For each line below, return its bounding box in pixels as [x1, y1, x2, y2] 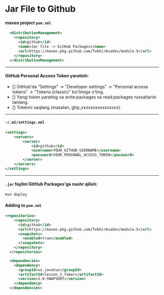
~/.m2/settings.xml [5, 120, 45, 125]
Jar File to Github [5, 3, 76, 15]
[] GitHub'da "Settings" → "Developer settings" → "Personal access [12, 84, 148, 90]
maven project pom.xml [5, 19, 51, 25]
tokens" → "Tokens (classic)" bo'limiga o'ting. [12, 89, 104, 94]
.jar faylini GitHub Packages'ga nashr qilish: [5, 181, 98, 187]
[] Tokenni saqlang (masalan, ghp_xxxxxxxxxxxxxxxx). [12, 104, 122, 110]
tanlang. [12, 99, 29, 105]
